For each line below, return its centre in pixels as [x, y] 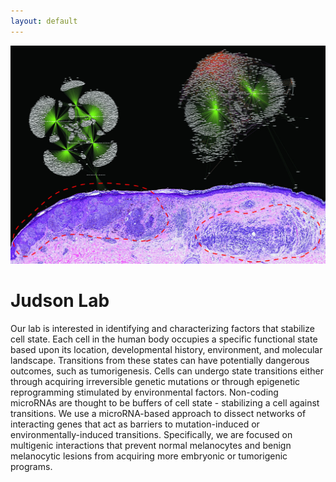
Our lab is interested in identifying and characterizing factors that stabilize [162, 328]
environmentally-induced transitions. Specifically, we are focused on [151, 434]
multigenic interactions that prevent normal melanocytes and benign [151, 445]
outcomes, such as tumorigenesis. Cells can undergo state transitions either [167, 371]
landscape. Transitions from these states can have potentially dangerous [160, 360]
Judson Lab [60, 300]
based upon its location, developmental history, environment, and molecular [166, 349]
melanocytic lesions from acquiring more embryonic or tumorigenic [149, 456]
